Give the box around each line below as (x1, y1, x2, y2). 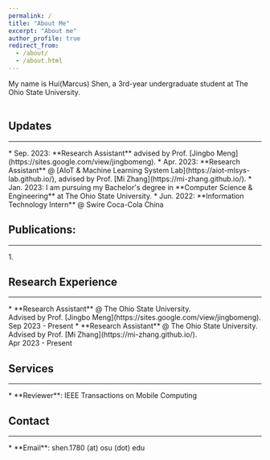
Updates (8, 119, 52, 133)
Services (8, 362, 55, 375)
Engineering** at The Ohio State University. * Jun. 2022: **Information (8, 191, 244, 201)
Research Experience (8, 275, 118, 288)
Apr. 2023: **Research (163, 156, 241, 166)
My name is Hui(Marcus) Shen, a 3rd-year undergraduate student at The (8, 78, 249, 89)
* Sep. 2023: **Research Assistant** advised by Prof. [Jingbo (8, 148, 215, 158)
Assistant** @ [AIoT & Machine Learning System (8, 165, 170, 175)
